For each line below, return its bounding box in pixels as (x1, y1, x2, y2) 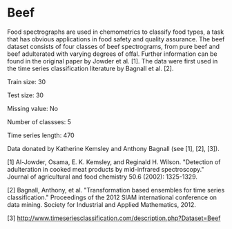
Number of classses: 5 (7, 117, 71, 126)
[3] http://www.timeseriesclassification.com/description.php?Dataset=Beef (7, 214, 221, 222)
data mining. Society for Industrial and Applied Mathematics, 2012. (7, 200, 197, 208)
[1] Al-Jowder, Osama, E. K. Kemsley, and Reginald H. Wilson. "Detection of (7, 157, 221, 166)
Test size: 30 (7, 91, 43, 99)
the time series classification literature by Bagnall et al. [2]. (7, 64, 174, 72)
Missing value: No (7, 104, 59, 112)
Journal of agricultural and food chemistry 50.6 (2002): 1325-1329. (7, 172, 198, 181)
